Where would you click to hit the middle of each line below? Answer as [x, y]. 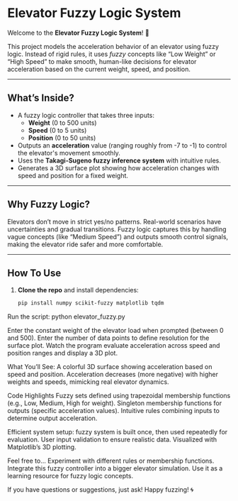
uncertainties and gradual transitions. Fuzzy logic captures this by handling [117, 229]
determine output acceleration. [52, 418]
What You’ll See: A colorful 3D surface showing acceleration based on [110, 367]
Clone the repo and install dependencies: [78, 290]
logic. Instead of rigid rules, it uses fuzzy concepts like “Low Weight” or [112, 54]
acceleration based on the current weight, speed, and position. [99, 69]
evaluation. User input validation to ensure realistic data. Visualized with [112, 440]
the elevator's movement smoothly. [69, 153]
